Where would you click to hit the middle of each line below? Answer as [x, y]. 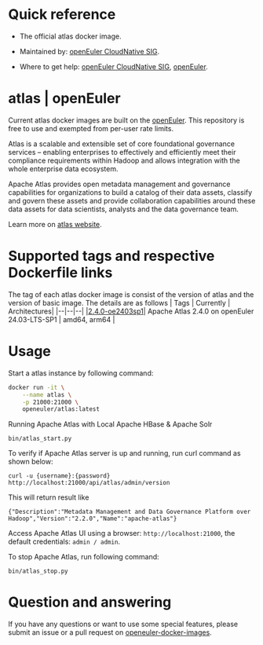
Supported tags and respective [111, 256]
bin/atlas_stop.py [38, 571]
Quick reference [62, 15]
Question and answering [90, 602]
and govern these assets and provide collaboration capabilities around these [132, 200]
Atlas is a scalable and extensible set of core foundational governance [122, 144]
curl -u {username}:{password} [59, 476]
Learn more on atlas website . [55, 224]
